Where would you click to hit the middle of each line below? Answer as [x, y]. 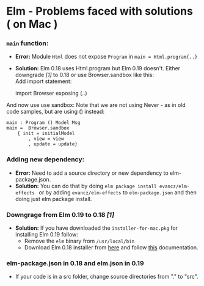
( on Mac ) [32, 24]
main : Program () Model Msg [43, 123]
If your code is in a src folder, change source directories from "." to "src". [107, 277]
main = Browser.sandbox [38, 128]
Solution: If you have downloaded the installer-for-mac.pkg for [97, 228]
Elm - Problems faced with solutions [100, 11]
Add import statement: [43, 81]
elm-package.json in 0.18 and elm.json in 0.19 [75, 263]
